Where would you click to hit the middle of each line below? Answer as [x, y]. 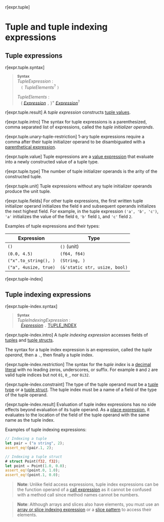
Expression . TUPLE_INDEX [49, 325]
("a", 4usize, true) [31, 267]
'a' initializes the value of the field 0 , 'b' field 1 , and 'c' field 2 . [69, 216]
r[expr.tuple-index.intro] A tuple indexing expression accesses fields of [77, 335]
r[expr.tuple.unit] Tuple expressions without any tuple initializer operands [79, 186]
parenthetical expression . [31, 147]
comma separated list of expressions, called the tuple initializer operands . [80, 127]
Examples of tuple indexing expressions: [46, 430]
